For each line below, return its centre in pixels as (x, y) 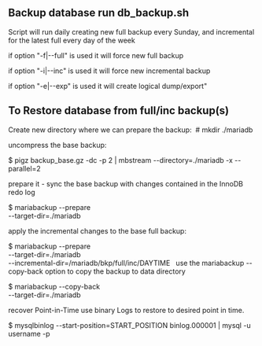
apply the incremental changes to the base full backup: (98, 230)
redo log (22, 192)
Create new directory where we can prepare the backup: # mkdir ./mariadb (131, 130)
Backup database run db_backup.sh (99, 13)
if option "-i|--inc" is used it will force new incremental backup (109, 71)
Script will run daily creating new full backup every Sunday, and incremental (131, 31)
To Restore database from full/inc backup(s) (119, 110)
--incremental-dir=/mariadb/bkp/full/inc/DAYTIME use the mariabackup (126, 263)
